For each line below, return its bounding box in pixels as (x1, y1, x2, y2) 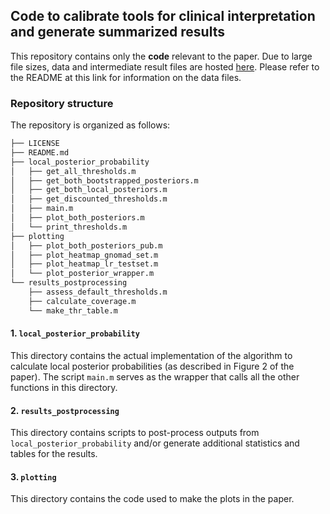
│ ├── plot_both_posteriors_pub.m (10, 240, 163, 251)
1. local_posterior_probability (10, 327, 140, 339)
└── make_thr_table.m (28, 305, 118, 316)
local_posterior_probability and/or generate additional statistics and (10, 437, 300, 449)
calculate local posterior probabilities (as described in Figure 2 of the (10, 360, 295, 372)
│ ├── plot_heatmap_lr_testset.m (10, 259, 159, 269)
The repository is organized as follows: (10, 119, 171, 131)
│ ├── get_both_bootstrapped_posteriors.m (10, 175, 199, 186)
